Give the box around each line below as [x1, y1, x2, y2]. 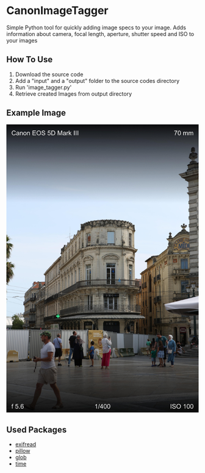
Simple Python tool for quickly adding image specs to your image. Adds [6, 24, 186, 31]
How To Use [6, 54, 53, 65]
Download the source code [15, 71, 84, 78]
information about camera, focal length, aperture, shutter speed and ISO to [6, 30, 195, 37]
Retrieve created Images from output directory [15, 90, 132, 98]
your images [6, 37, 38, 44]
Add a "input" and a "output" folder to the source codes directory [15, 77, 180, 84]
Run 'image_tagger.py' [15, 84, 72, 91]
